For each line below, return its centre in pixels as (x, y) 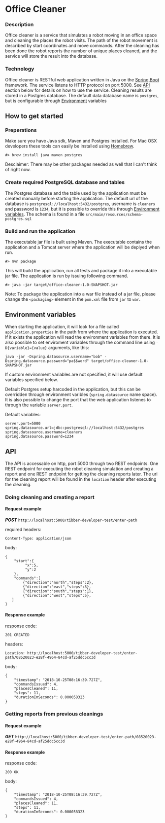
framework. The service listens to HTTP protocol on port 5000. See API (78, 85)
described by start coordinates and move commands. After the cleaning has (82, 46)
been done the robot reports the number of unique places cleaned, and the (81, 51)
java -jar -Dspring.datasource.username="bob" (54, 357)
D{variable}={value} (26, 348)
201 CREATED (17, 635)
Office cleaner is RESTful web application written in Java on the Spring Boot (82, 79)
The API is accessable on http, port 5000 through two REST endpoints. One (82, 463)
